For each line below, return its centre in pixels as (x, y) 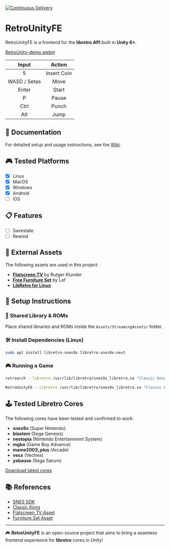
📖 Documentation (33, 133)
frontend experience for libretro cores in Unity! (54, 540)
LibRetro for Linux (32, 285)
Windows (22, 187)
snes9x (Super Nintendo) (39, 428)
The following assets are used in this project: (52, 265)
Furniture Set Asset (33, 518)
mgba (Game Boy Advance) (41, 445)
